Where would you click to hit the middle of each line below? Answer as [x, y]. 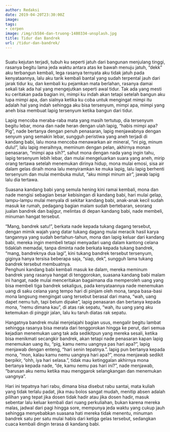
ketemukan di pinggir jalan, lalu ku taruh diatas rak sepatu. [66, 312]
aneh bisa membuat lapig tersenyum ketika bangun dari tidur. [69, 110]
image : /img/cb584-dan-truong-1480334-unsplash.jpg [61, 34]
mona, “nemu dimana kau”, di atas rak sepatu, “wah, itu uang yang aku [79, 307]
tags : [11, 24]
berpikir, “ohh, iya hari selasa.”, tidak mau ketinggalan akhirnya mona [77, 360]
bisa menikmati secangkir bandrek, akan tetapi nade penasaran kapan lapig [84, 339]
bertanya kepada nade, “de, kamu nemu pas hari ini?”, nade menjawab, [79, 365]
